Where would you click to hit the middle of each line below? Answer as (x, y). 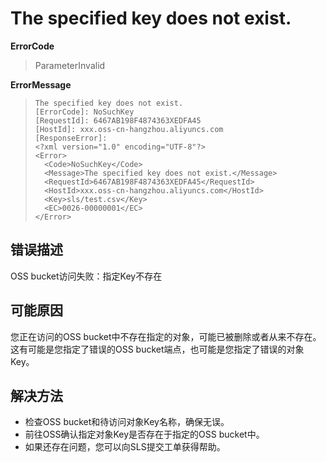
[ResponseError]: (71, 138)
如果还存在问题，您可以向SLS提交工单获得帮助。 (125, 447)
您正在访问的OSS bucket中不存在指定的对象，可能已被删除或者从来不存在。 (166, 336)
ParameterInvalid (70, 65)
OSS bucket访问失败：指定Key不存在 (86, 276)
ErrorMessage (41, 84)
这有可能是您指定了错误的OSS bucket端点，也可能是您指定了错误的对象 (157, 349)
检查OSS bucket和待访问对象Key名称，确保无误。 (127, 422)
